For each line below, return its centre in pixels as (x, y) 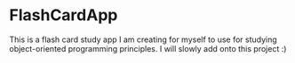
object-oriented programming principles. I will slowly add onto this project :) (148, 48)
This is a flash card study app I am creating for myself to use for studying (143, 39)
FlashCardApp (64, 15)
